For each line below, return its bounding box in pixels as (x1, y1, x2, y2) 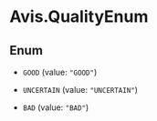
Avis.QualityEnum (9, 6, 149, 27)
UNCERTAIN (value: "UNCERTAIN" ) (22, 85, 139, 95)
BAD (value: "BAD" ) (22, 102, 89, 113)
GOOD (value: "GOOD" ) (22, 66, 98, 77)
